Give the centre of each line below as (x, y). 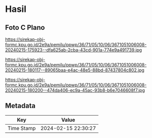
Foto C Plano (25, 28)
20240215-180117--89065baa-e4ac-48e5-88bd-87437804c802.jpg (75, 70)
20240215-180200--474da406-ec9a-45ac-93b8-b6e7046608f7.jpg (75, 90)
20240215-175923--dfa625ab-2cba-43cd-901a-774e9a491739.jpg (74, 50)
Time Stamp (22, 128)
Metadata (20, 106)
